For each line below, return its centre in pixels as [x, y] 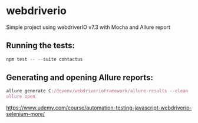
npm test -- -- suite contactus [44, 59]
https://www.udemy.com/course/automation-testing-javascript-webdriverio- [99, 108]
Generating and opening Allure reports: [80, 78]
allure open [21, 97]
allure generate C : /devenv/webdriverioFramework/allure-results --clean [97, 91]
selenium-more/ [26, 114]
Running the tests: [41, 46]
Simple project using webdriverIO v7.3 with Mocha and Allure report [88, 27]
